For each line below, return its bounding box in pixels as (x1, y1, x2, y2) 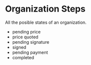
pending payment (12, 49, 48, 55)
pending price (12, 29, 41, 34)
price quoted (12, 34, 38, 40)
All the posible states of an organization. (5, 19, 87, 25)
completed (12, 54, 34, 60)
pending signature (12, 39, 50, 45)
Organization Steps (5, 3, 86, 15)
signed (12, 44, 27, 50)
